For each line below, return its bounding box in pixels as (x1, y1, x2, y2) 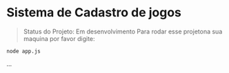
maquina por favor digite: (23, 34, 95, 42)
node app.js (6, 48, 41, 55)
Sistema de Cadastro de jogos (6, 5, 182, 20)
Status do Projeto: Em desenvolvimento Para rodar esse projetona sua (23, 27, 223, 35)
